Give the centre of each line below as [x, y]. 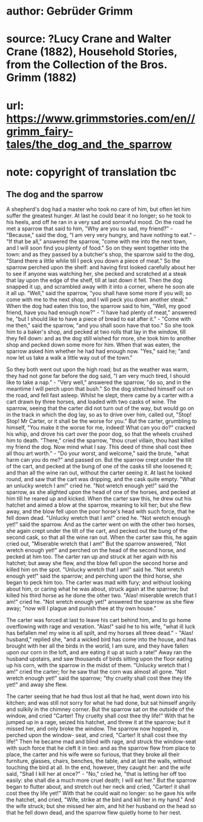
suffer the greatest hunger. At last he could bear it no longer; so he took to [99, 215]
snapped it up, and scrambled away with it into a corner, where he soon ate [100, 286]
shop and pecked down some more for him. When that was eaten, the [93, 344]
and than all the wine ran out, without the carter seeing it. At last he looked [99, 473]
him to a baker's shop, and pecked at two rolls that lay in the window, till [96, 332]
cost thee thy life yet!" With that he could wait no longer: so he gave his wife [101, 793]
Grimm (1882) [42, 78]
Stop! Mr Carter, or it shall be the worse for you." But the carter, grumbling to [102, 421]
